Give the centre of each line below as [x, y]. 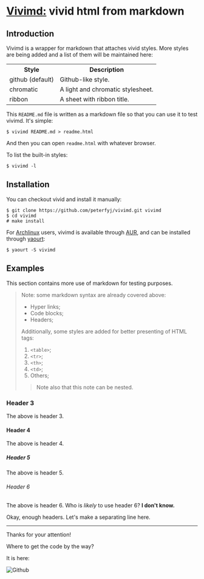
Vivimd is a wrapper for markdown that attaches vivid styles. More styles [97, 48]
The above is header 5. [35, 473]
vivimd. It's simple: [30, 121]
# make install [25, 221]
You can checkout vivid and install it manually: [64, 199]
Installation [28, 184]
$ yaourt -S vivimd [31, 250]
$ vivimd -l [21, 166]
